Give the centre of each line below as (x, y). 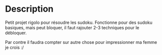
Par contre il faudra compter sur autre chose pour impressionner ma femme (81, 42)
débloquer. (16, 33)
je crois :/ (14, 47)
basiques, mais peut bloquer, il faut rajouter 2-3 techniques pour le (72, 27)
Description (29, 9)
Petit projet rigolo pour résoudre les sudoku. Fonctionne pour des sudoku (79, 22)
